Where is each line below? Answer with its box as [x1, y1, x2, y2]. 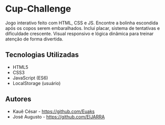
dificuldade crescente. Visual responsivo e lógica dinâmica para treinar [5, 30, 154, 36]
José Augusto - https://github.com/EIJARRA [12, 113, 105, 119]
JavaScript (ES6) [12, 74, 48, 81]
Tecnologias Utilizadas [5, 51, 79, 59]
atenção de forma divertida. [5, 36, 63, 42]
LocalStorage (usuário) [12, 80, 61, 86]
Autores [5, 95, 31, 104]
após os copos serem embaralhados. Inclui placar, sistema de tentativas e [5, 25, 160, 31]
